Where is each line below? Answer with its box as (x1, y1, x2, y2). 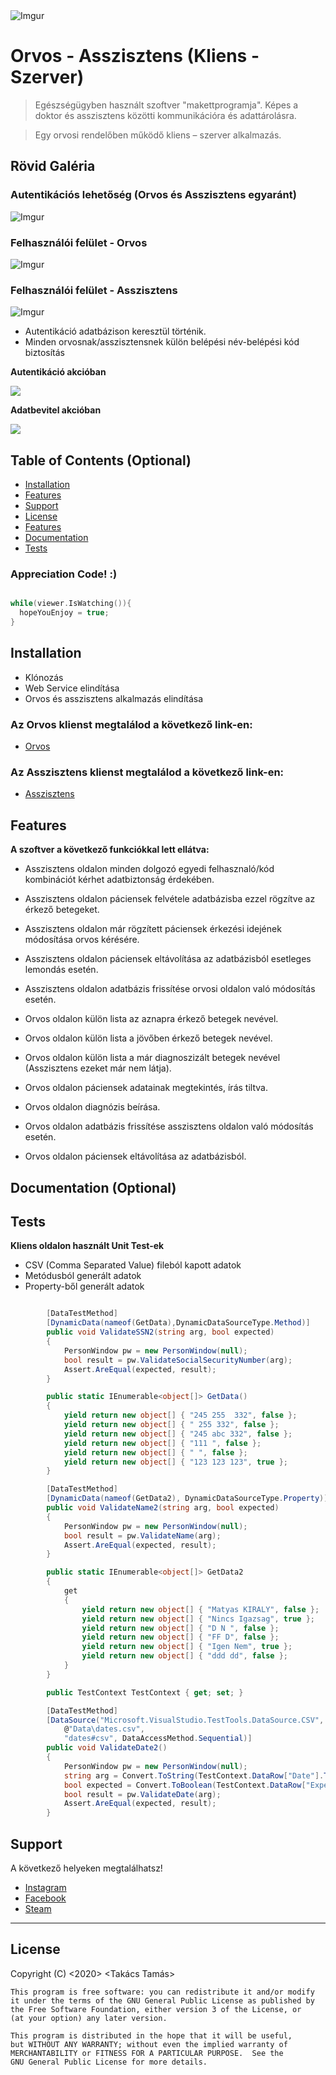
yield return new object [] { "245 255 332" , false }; (63, 1410, 298, 1421)
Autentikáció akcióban (10, 366, 107, 378)
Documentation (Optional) (10, 1179, 177, 1196)
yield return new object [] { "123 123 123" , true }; (63, 1457, 289, 1467)
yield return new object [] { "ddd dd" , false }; (81, 1651, 289, 1661)
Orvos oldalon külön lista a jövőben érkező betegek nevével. (24, 1032, 273, 1044)
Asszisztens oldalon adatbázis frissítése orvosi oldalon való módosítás (24, 983, 316, 995)
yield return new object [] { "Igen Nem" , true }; (81, 1642, 293, 1652)
